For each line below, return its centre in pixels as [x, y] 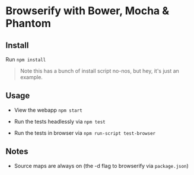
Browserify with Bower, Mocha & [88, 11]
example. [31, 77]
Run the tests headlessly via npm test [60, 121]
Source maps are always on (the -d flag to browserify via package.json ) [101, 166]
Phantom [28, 23]
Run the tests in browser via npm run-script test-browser [85, 133]
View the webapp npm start [48, 110]
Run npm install [26, 59]
